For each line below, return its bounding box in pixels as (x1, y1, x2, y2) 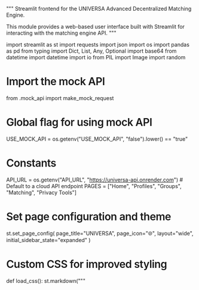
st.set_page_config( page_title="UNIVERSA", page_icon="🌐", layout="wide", (6, 229, 194, 237)
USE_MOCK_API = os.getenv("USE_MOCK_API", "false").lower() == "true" (6, 135, 188, 143)
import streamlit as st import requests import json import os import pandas (6, 41, 190, 48)
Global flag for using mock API (6, 116, 152, 129)
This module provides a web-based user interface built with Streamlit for (6, 23, 185, 30)
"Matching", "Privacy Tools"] (6, 189, 76, 196)
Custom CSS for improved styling (6, 257, 167, 271)
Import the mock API (6, 75, 105, 89)
